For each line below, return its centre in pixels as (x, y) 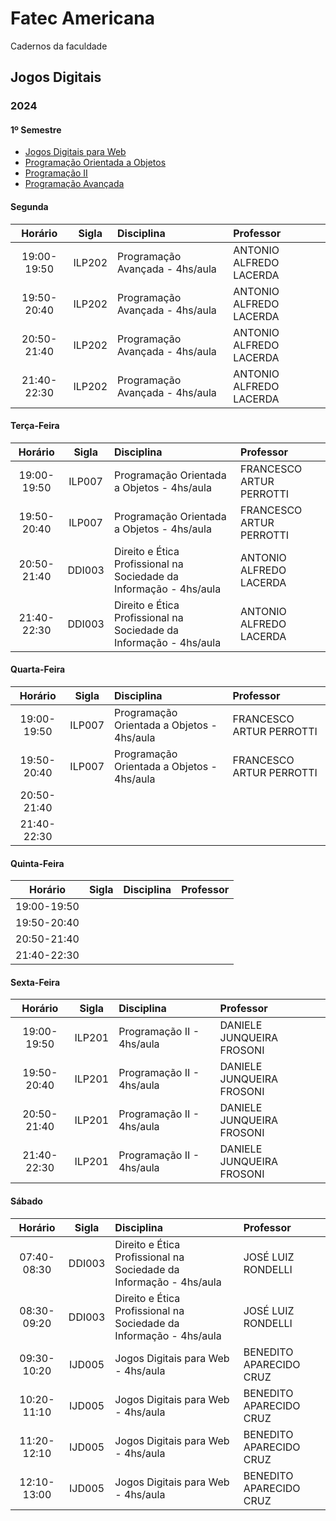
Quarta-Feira (38, 669)
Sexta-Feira (35, 982)
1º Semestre (36, 129)
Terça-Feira (35, 426)
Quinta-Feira (37, 863)
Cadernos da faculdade (59, 46)
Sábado (26, 1201)
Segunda (29, 207)
